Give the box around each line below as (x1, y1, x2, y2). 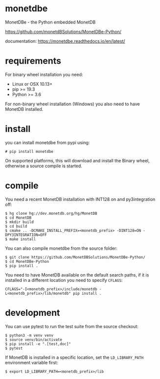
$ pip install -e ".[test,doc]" (5, 341, 71, 346)
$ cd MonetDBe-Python (5, 259, 49, 264)
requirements (5, 55, 61, 67)
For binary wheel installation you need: (5, 72, 83, 77)
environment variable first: (5, 359, 58, 365)
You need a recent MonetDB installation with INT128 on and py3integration (5, 196, 156, 202)
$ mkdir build (5, 219, 34, 225)
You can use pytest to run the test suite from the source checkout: (5, 323, 138, 329)
